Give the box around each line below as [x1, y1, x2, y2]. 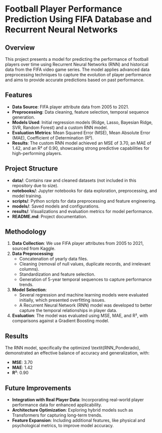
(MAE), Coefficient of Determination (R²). [12, 135, 94, 140]
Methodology [5, 227, 47, 236]
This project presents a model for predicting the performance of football [5, 56, 149, 62]
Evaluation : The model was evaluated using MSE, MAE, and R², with [12, 312, 148, 319]
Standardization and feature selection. [19, 271, 96, 277]
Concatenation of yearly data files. [19, 256, 88, 262]
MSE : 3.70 [12, 360, 33, 365]
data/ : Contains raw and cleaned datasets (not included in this [12, 177, 136, 183]
